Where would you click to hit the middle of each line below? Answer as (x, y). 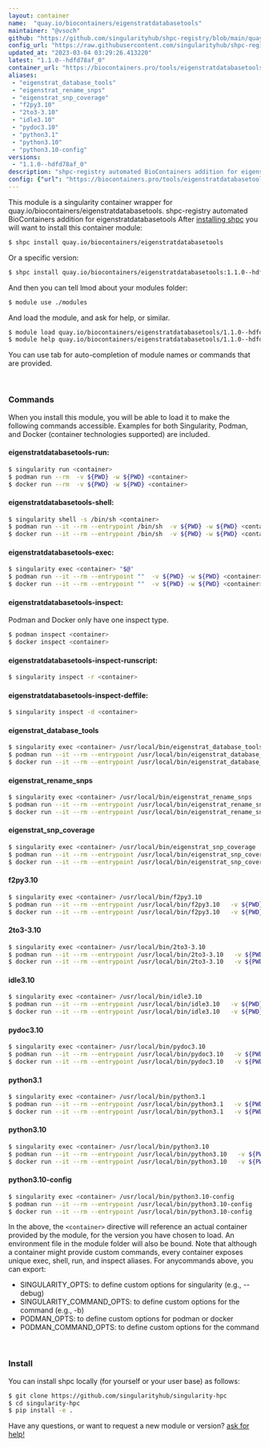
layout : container (39, 16)
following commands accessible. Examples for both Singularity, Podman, (128, 426)
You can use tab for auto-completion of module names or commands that (129, 355)
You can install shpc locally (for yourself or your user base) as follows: (124, 1381)
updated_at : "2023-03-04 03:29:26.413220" (80, 53)
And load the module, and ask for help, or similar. (89, 318)
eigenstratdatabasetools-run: (59, 452)
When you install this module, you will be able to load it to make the (119, 417)
